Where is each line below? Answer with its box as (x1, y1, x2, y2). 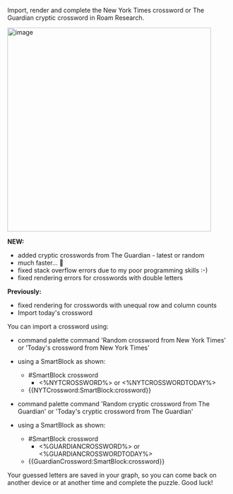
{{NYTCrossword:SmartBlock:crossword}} (28, 386, 152, 394)
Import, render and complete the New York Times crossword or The (7, 6, 205, 14)
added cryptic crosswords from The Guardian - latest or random (17, 251, 205, 259)
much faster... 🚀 (17, 258, 64, 267)
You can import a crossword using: (7, 322, 109, 331)
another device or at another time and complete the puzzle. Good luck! (7, 478, 213, 487)
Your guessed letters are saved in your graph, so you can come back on (7, 471, 217, 479)
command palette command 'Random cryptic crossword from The (17, 400, 210, 408)
